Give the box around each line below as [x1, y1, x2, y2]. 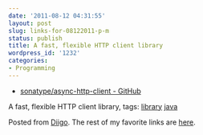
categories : [8, 57, 48, 65]
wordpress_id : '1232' [8, 49, 81, 57]
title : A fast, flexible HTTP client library [8, 42, 163, 50]
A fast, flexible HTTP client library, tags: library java [8, 101, 178, 111]
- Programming [8, 64, 56, 72]
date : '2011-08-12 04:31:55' [8, 11, 106, 20]
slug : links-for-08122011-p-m [8, 27, 110, 35]
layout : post [8, 19, 52, 27]
